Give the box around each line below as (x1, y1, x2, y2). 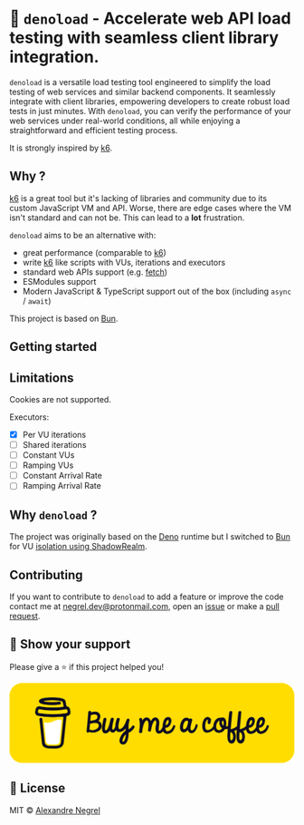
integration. (9, 47, 100, 67)
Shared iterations (22, 440, 87, 451)
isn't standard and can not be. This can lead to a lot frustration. (9, 212, 245, 223)
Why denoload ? (9, 507, 98, 522)
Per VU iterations (22, 429, 87, 440)
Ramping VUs (22, 460, 74, 471)
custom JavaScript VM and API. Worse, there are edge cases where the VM (9, 202, 292, 213)
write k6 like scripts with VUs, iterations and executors (22, 257, 226, 267)
